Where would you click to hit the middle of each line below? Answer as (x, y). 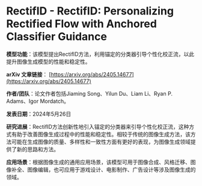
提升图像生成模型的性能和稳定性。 (48, 61)
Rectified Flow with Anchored (82, 24)
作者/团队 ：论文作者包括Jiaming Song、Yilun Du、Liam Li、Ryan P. (90, 93)
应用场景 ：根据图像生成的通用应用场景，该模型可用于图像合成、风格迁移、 (98, 162)
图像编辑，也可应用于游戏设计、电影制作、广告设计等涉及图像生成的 (111, 169)
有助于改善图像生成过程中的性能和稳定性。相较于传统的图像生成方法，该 (101, 134)
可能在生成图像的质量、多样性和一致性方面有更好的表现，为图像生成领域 (101, 141)
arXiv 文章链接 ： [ (29, 74)
